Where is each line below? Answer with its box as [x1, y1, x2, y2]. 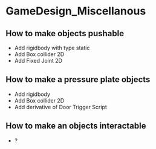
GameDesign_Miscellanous [5, 4, 146, 18]
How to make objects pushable [5, 28, 125, 39]
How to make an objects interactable [5, 121, 146, 131]
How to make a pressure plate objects [5, 74, 151, 85]
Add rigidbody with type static [14, 44, 90, 51]
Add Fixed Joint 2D [14, 57, 63, 64]
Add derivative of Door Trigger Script [14, 103, 107, 110]
